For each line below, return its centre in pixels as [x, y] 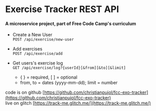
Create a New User [32, 35]
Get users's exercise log [38, 63]
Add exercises [28, 49]
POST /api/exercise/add [38, 54]
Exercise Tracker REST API [62, 9]
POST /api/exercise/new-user [43, 40]
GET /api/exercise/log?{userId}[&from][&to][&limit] [69, 68]
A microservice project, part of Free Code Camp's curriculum [71, 23]
